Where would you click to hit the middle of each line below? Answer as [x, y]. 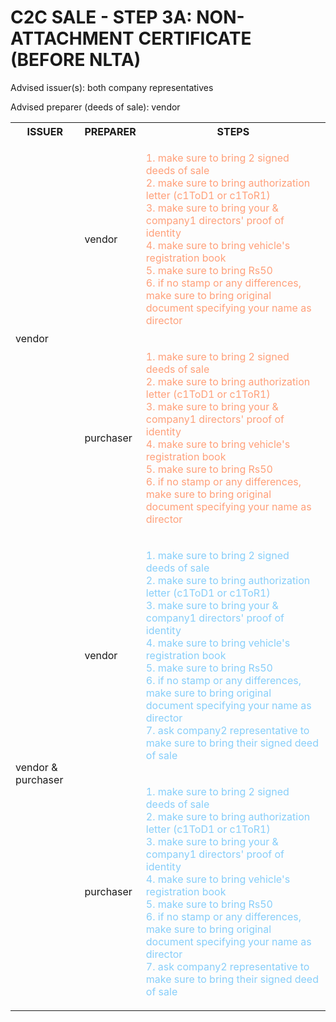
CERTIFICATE [195, 38]
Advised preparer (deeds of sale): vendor [95, 107]
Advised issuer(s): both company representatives [112, 87]
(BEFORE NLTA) [76, 60]
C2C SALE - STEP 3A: [101, 17]
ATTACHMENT [72, 38]
